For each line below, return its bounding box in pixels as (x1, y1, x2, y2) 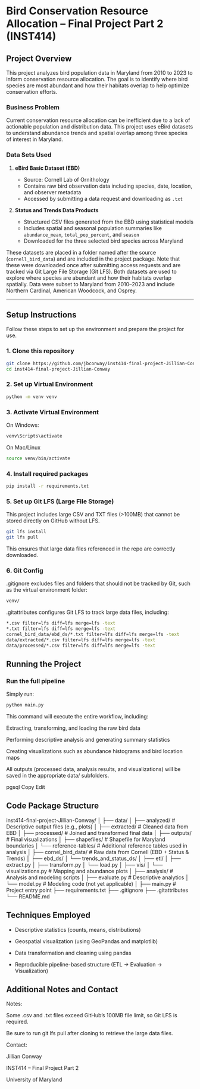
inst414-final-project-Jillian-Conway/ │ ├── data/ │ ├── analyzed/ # (6, 816, 176, 824)
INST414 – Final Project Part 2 (6, 1064, 79, 1072)
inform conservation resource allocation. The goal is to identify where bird (6, 76, 188, 82)
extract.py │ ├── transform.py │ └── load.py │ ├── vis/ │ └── (6, 861, 163, 868)
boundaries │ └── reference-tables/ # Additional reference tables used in (6, 842, 187, 849)
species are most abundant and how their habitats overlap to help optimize (6, 82, 189, 89)
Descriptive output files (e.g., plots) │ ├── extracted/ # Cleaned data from (6, 823, 189, 830)
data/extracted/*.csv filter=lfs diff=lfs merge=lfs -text (6, 637, 156, 643)
